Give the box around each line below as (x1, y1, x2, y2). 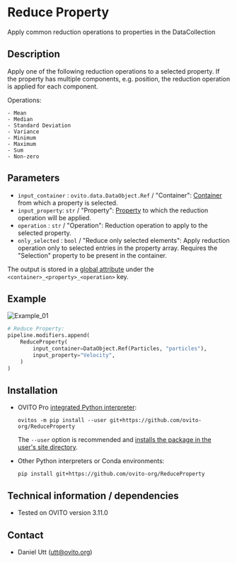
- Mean (7, 109, 27, 117)
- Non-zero (7, 153, 40, 160)
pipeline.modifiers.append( (7, 332, 91, 339)
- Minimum (7, 134, 37, 142)
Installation (7, 384, 58, 397)
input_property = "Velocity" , (33, 351, 115, 358)
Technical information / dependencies (7, 489, 179, 501)
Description (7, 48, 60, 60)
